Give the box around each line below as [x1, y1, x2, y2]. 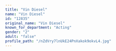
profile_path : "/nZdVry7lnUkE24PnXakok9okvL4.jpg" [5, 39, 112, 44]
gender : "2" [5, 30, 30, 34]
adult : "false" [5, 34, 37, 39]
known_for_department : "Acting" [5, 25, 72, 30]
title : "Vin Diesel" [5, 7, 48, 12]
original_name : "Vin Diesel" [5, 20, 65, 26]
